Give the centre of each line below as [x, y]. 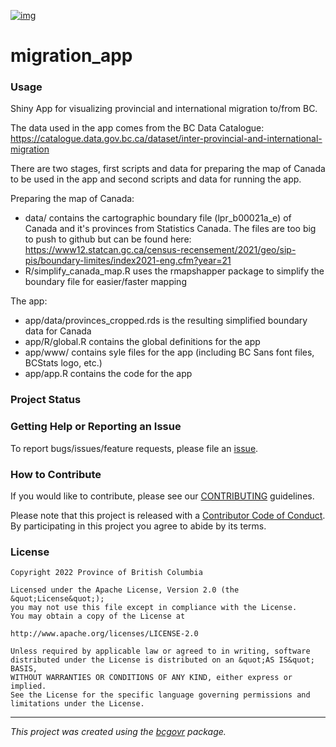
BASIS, [24, 669]
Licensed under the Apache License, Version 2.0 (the [125, 590]
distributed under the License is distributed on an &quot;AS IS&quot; [162, 660]
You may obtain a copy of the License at [98, 616]
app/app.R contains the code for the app [108, 374]
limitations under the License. [77, 704]
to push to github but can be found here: [108, 239]
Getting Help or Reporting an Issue [96, 427]
